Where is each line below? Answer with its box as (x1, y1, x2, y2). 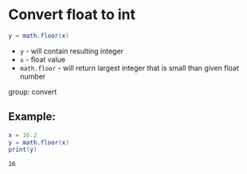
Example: (8, 110, 56, 124)
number (19, 72, 46, 81)
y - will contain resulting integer (19, 46, 124, 56)
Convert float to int (8, 6, 136, 24)
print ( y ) (8, 145, 37, 154)
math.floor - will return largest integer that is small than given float (19, 63, 239, 72)
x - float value (19, 54, 66, 64)
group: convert (8, 87, 57, 96)
